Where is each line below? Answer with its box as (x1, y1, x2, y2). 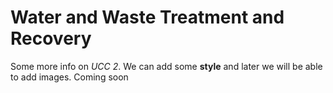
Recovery (10, 27, 92, 50)
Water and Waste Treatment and (10, 6, 285, 29)
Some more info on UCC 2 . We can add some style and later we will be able (10, 60, 323, 72)
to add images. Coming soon (10, 71, 129, 83)
